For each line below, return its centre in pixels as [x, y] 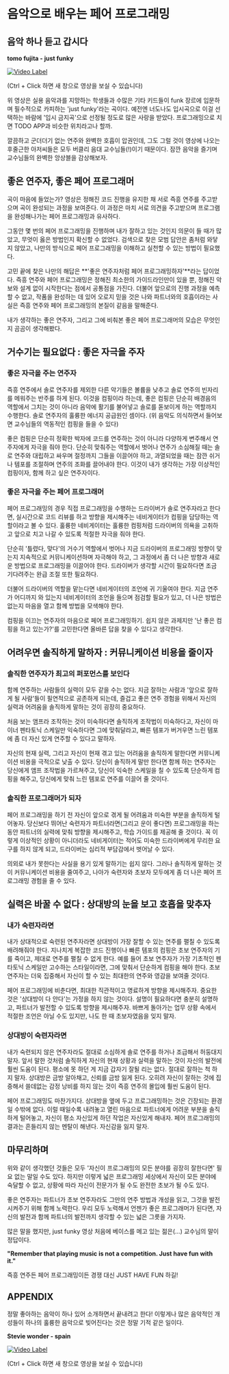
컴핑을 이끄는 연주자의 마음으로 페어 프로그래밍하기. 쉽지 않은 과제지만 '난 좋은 [111, 620]
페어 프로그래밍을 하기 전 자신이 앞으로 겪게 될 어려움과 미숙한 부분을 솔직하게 [110, 814]
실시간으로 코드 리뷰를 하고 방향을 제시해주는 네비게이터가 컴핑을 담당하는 [114, 516]
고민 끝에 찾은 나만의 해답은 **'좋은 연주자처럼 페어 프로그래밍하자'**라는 [104, 271]
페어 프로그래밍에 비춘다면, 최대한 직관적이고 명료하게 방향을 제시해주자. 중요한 [112, 990]
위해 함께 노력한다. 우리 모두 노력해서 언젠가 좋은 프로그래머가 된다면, [123, 1208]
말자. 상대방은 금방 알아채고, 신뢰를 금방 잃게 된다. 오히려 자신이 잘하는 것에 [114, 1077]
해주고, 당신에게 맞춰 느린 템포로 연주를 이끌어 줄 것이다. [94, 779]
